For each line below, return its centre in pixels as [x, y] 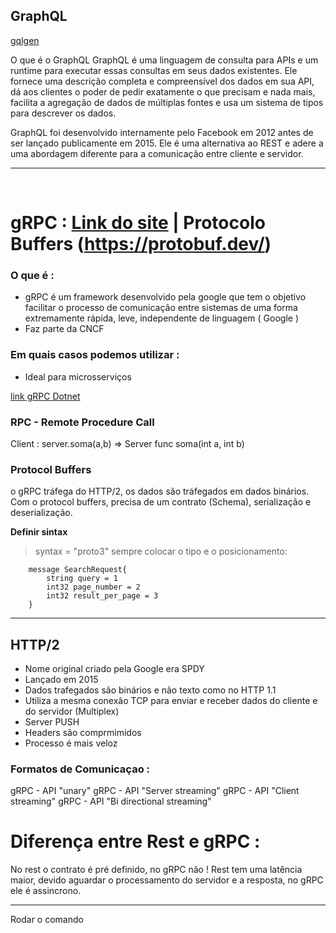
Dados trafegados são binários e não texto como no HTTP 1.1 [150, 690]
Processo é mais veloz [71, 743]
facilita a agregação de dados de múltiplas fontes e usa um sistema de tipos [167, 102]
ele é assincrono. [46, 891]
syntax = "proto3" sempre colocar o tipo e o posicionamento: [161, 551]
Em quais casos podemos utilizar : [95, 355]
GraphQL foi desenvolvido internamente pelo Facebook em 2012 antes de [162, 132]
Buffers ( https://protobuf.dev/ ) [141, 244]
